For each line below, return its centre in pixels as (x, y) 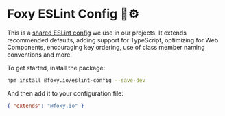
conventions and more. (39, 55)
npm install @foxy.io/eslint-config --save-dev (76, 80)
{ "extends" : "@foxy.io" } (46, 106)
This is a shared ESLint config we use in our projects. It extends (97, 33)
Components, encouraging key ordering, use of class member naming (106, 47)
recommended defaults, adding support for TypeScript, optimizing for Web (113, 40)
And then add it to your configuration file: (65, 93)
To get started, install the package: (56, 68)
